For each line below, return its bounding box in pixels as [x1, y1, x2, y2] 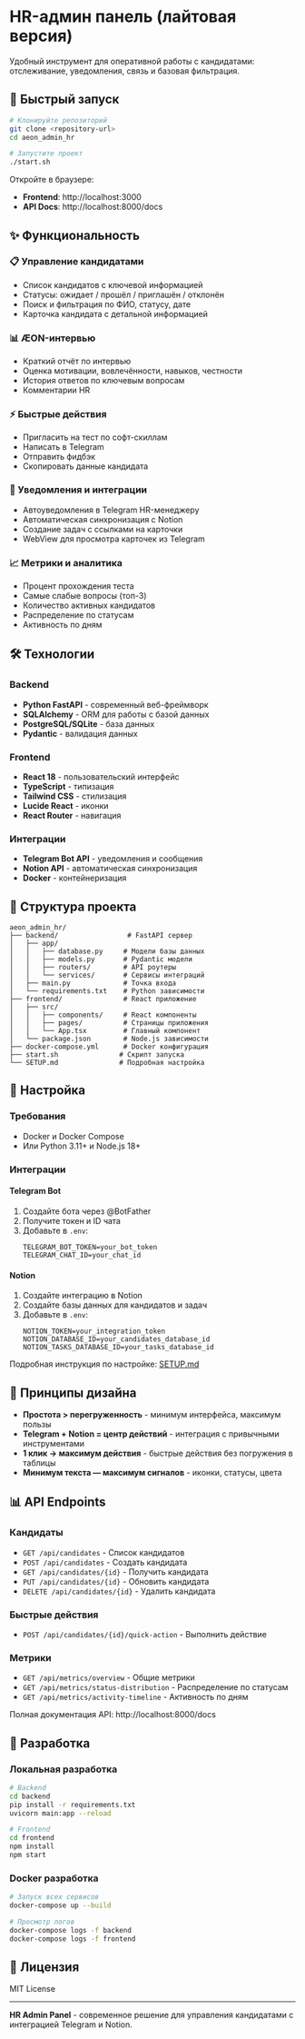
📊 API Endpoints [9, 1495, 106, 1510]
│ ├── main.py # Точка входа [9, 979, 177, 988]
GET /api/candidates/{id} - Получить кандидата [22, 1566, 209, 1577]
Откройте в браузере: [9, 174, 94, 185]
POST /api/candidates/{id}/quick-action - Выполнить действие [22, 1628, 268, 1639]
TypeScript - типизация [22, 781, 114, 791]
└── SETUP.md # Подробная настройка [9, 1059, 205, 1068]
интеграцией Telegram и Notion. [9, 2019, 133, 2030]
